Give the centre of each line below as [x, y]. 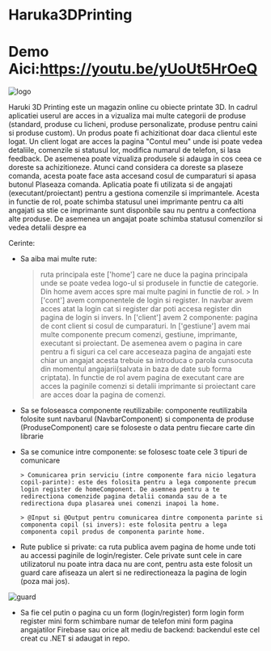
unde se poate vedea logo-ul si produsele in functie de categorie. [149, 283]
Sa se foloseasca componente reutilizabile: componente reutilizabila [133, 411]
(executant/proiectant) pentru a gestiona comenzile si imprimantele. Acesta [134, 193]
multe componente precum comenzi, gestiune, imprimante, [139, 335]
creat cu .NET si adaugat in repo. [75, 638]
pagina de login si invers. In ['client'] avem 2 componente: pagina [149, 318]
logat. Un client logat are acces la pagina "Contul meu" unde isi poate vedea [135, 142]
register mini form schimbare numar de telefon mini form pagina [127, 621]
